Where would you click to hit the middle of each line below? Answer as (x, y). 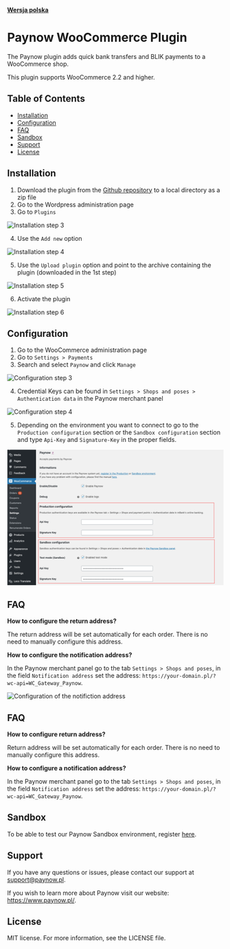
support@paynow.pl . (36, 879)
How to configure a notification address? (67, 768)
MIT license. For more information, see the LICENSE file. (87, 938)
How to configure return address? (56, 734)
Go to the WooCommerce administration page (82, 350)
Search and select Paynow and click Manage (76, 365)
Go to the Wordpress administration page (75, 204)
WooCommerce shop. (38, 64)
